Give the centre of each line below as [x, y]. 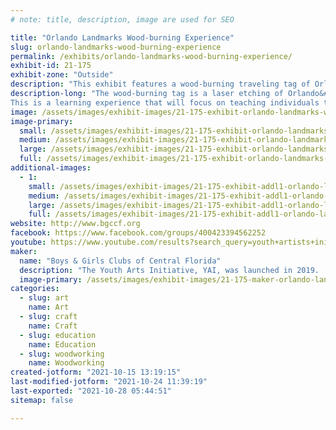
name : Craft [53, 326]
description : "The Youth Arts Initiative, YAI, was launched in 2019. [169, 270]
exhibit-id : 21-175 [51, 66]
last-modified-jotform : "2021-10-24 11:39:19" [109, 382]
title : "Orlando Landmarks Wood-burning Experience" [122, 37]
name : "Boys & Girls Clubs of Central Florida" [120, 261]
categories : [35, 289]
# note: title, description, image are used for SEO [122, 19]
